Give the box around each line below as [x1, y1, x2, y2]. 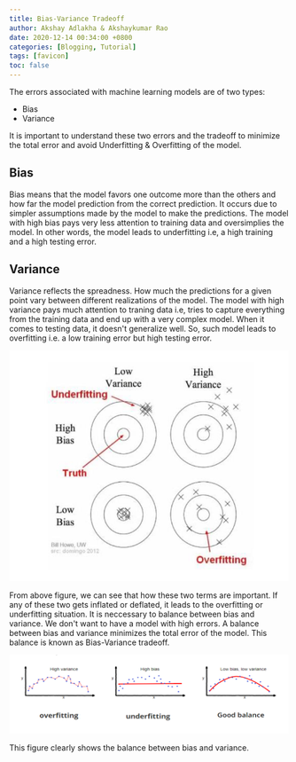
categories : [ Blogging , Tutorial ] [9, 43, 137, 51]
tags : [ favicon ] [9, 51, 69, 61]
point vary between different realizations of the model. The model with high [9, 295, 284, 305]
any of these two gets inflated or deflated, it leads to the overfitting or [9, 599, 263, 609]
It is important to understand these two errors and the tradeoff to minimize [9, 130, 281, 141]
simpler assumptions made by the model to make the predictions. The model [9, 208, 289, 218]
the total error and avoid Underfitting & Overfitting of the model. [9, 140, 242, 150]
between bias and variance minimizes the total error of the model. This [9, 627, 268, 638]
